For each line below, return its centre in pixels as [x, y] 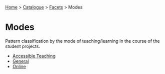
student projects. [23, 46]
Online [19, 66]
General [20, 61]
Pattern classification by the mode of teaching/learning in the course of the [82, 41]
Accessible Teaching [34, 56]
